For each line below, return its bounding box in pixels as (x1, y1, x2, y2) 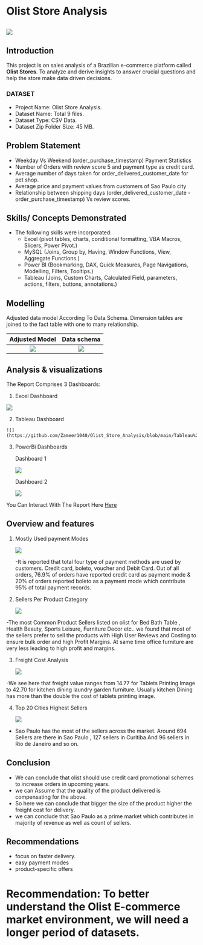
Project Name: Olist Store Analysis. (14, 103, 102, 110)
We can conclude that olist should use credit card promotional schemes (14, 774, 194, 781)
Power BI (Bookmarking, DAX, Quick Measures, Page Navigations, (24, 261, 188, 268)
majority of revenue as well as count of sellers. (14, 819, 132, 826)
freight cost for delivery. (14, 806, 76, 813)
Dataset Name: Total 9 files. (14, 110, 85, 117)
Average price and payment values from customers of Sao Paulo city (14, 182, 187, 189)
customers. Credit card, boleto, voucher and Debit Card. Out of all (14, 564, 179, 572)
